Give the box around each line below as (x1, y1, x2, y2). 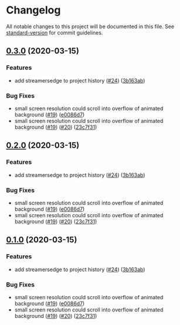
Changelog (6, 4, 61, 17)
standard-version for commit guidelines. (6, 29, 103, 36)
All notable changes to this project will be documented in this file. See (6, 23, 175, 30)
